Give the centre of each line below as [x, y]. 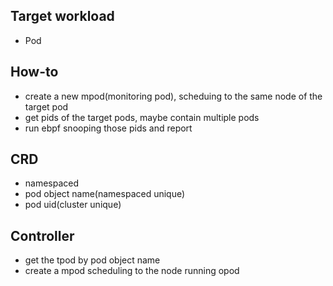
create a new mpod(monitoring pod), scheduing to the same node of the [173, 96]
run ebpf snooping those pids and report [108, 128]
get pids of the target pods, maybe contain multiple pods [142, 117]
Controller [42, 235]
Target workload [62, 16]
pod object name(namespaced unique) [105, 194]
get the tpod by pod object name [92, 260]
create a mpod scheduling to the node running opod [132, 271]
